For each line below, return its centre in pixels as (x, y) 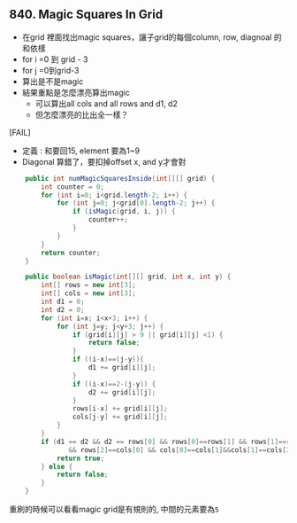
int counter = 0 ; (72, 187)
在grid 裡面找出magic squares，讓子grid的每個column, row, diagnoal (147, 37)
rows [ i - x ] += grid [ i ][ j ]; (120, 409)
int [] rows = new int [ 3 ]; (89, 285)
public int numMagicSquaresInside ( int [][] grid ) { (120, 178)
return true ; (80, 458)
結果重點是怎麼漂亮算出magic (76, 92)
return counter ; (71, 253)
